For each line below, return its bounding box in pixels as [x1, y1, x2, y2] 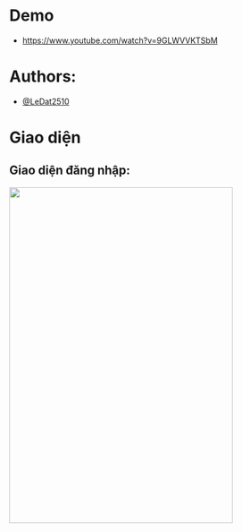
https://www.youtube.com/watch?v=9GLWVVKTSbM [21, 35, 219, 46]
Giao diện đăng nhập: [9, 163, 131, 178]
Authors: [9, 66, 77, 87]
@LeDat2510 [21, 96, 70, 107]
